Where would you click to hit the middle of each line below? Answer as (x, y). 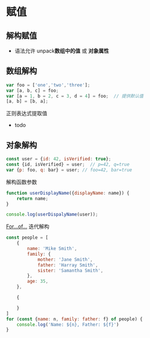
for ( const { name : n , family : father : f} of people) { (74, 319)
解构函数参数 (21, 182)
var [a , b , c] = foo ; (33, 91)
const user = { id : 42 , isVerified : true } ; (59, 159)
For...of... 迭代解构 (28, 226)
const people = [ (27, 238)
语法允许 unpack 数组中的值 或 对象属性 (62, 51)
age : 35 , (38, 282)
